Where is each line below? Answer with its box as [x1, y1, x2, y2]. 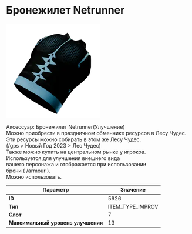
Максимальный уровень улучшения [8, 219, 103, 226]
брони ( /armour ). [6, 167, 51, 174]
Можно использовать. [6, 173, 62, 180]
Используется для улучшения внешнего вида [6, 154, 120, 162]
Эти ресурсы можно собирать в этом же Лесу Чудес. [6, 136, 142, 143]
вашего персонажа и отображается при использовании [6, 161, 147, 168]
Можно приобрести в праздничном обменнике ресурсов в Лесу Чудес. [6, 129, 187, 136]
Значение [120, 186, 146, 193]
